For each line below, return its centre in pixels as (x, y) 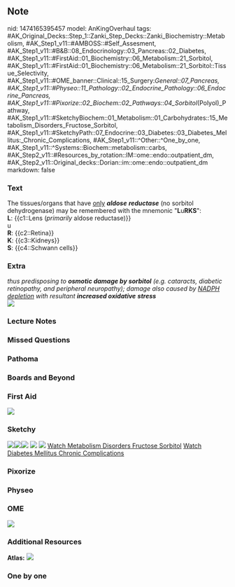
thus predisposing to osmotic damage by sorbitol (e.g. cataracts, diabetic (115, 281)
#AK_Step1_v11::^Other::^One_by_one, (147, 140)
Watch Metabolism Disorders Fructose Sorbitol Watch (124, 446)
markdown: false (31, 170)
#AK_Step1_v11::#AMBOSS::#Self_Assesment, (91, 43)
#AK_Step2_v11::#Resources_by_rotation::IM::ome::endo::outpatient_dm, (111, 155)
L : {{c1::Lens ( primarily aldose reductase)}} (69, 218)
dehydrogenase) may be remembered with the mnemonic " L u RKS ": (104, 211)
